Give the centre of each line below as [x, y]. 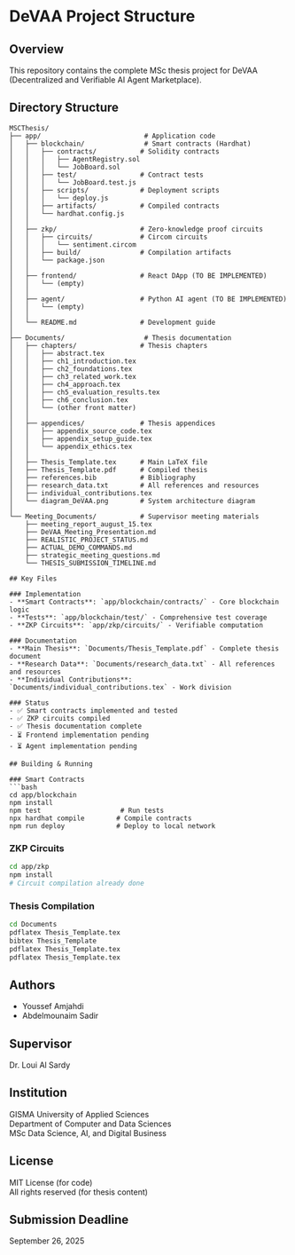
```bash [23, 787]
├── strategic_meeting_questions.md [93, 555]
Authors [32, 985]
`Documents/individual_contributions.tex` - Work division [120, 687]
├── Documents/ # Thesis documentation [120, 338]
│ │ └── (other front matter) [73, 407]
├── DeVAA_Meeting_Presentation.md [91, 532]
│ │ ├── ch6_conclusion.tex [69, 400]
